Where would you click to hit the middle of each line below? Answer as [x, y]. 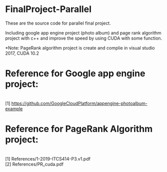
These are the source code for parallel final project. [58, 23]
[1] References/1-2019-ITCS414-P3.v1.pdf [48, 158]
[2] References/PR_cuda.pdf [34, 164]
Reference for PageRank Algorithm [79, 129]
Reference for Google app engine [75, 73]
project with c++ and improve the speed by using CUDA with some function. [84, 38]
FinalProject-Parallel [48, 9]
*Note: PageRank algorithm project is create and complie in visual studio [80, 48]
